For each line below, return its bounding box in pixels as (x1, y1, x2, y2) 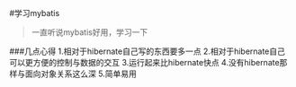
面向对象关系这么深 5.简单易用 (24, 68, 137, 79)
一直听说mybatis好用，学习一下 (31, 27, 148, 38)
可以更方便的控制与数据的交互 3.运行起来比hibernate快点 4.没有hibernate (9, 57, 281, 67)
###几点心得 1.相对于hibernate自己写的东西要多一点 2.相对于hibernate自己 (9, 46, 286, 57)
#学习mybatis (9, 8, 60, 18)
